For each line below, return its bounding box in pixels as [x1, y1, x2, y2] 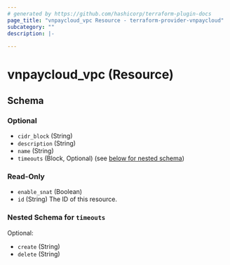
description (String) [17, 139, 76, 148]
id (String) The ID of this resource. [17, 195, 118, 204]
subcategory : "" [7, 23, 55, 30]
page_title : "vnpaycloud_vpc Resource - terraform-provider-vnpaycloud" [7, 17, 224, 24]
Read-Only [7, 172, 46, 181]
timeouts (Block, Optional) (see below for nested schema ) [17, 154, 184, 162]
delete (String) [17, 250, 61, 258]
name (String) [17, 147, 54, 155]
